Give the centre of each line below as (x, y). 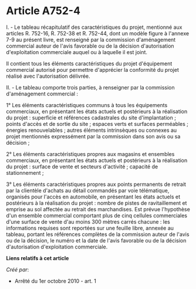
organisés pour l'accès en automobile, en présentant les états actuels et (93, 197)
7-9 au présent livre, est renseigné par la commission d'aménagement (91, 39)
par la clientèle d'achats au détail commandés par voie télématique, (88, 190)
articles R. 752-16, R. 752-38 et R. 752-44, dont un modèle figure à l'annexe (98, 33)
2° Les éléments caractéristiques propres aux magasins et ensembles (90, 154)
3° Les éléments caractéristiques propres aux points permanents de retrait (96, 184)
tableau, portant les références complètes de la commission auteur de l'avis (98, 234)
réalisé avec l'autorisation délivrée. (48, 76)
